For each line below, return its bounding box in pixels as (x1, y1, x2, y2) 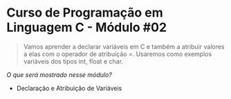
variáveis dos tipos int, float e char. (23, 57, 124, 65)
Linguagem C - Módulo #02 (6, 19, 167, 35)
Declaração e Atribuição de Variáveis (16, 84, 122, 92)
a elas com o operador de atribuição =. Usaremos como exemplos (23, 50, 212, 58)
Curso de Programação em (6, 5, 163, 21)
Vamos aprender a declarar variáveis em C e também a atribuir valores (23, 42, 225, 51)
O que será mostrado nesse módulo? (6, 71, 112, 79)
